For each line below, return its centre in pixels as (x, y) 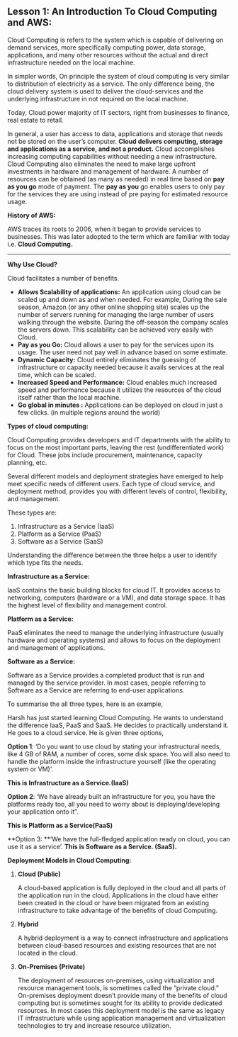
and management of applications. (56, 647)
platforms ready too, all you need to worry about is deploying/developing (114, 804)
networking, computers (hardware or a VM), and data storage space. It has (117, 598)
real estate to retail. (35, 120)
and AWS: (30, 23)
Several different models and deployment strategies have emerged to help (116, 476)
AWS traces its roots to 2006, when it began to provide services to (104, 229)
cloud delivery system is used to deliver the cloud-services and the (106, 91)
